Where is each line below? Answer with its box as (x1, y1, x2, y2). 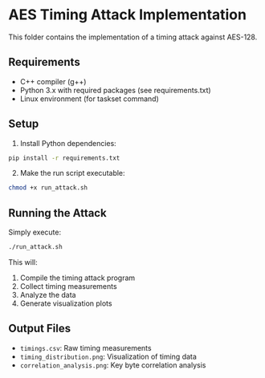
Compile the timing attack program (19, 273, 136, 282)
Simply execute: (8, 227, 62, 238)
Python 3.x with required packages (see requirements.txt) (19, 85, 211, 95)
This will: (8, 258, 38, 266)
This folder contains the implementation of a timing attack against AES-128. (8, 32, 258, 42)
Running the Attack (8, 206, 107, 220)
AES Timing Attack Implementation (8, 6, 247, 24)
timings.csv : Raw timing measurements (19, 343, 152, 352)
